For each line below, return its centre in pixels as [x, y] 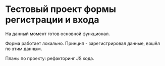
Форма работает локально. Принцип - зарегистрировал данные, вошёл [83, 43]
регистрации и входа [52, 20]
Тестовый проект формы [61, 9]
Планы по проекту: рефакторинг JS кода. [50, 58]
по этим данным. [24, 48]
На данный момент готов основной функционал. [58, 33]
